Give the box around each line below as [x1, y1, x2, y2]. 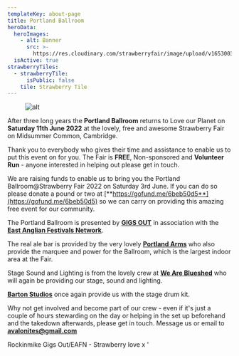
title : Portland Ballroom [7, 17, 84, 24]
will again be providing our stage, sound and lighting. [7, 276, 163, 285]
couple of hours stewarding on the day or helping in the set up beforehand [7, 311, 225, 320]
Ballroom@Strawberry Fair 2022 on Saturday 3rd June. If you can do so [7, 182, 218, 191]
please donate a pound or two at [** [7, 189, 113, 198]
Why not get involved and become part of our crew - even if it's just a [7, 304, 211, 313]
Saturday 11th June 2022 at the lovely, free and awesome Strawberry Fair [7, 124, 225, 132]
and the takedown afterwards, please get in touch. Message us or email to [7, 319, 225, 328]
